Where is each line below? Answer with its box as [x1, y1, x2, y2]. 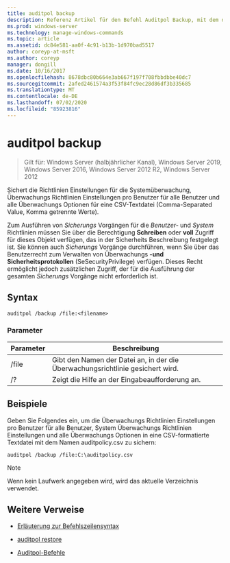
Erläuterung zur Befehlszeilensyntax [16, 522, 120, 530]
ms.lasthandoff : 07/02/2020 [7, 99, 88, 106]
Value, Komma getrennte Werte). [7, 207, 99, 216]
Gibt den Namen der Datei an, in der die [51, 355, 179, 364]
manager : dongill [7, 61, 57, 68]
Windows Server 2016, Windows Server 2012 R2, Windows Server [23, 165, 210, 173]
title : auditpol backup [7, 10, 75, 17]
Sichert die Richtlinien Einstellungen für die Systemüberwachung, [7, 186, 192, 194]
